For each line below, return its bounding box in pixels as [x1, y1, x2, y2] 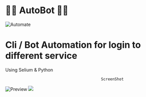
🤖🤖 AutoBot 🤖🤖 [5, 5, 69, 16]
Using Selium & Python [5, 67, 53, 73]
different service [5, 50, 77, 61]
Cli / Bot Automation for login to [5, 39, 141, 51]
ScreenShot [101, 76, 124, 82]
